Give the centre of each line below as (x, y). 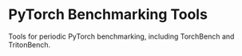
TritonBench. (30, 44)
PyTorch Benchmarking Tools (108, 15)
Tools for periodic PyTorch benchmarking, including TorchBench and (121, 36)
